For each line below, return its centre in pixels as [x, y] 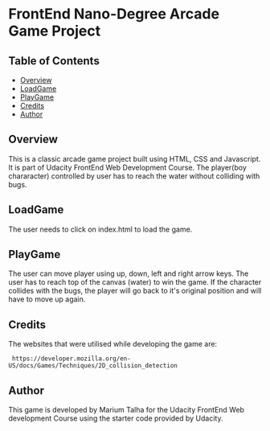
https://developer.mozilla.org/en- [71, 359]
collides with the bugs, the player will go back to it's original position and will [135, 291]
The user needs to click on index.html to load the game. [100, 229]
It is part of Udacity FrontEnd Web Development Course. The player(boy [128, 167]
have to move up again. [47, 299]
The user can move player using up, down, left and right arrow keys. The [129, 273]
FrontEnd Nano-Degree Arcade [114, 14]
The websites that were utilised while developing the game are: [113, 344]
